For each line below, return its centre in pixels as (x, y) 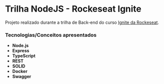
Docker (20, 71)
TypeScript (24, 56)
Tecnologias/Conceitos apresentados (51, 35)
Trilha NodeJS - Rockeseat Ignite (73, 9)
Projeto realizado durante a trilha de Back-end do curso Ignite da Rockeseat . (82, 22)
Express (21, 51)
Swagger (22, 77)
